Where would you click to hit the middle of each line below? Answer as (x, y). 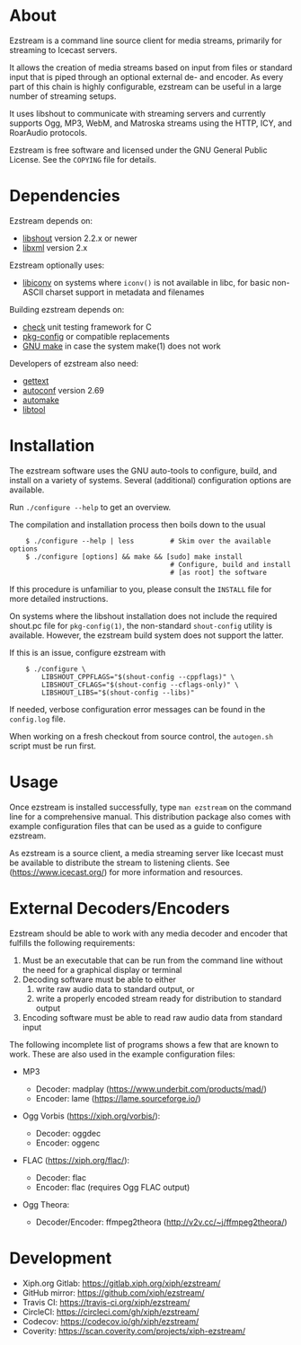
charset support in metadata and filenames (125, 292)
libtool (34, 409)
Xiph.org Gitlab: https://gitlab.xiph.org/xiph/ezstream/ (121, 1283)
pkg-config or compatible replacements (96, 336)
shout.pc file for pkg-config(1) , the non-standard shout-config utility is (141, 625)
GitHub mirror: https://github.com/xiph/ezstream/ (113, 1292)
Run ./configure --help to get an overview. (90, 507)
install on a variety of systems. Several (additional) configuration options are (150, 480)
